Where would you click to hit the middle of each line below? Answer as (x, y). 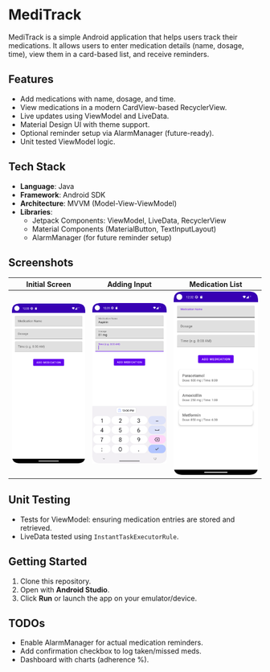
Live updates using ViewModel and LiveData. (94, 116)
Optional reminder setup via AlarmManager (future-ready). (117, 133)
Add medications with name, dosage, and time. (98, 99)
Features (31, 79)
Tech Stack (37, 167)
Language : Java (47, 186)
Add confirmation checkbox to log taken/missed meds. (111, 651)
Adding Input (130, 284)
